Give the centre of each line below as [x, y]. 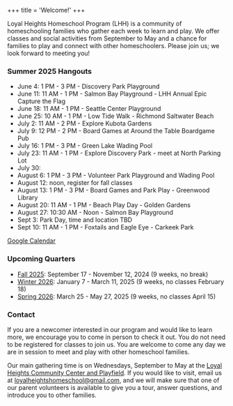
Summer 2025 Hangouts [50, 71]
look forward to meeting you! [49, 53]
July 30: [29, 168]
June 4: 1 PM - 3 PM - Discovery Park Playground [88, 87]
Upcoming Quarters [41, 259]
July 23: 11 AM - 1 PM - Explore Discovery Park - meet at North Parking [119, 153]
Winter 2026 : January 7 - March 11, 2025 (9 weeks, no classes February [121, 281]
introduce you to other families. [52, 395]
